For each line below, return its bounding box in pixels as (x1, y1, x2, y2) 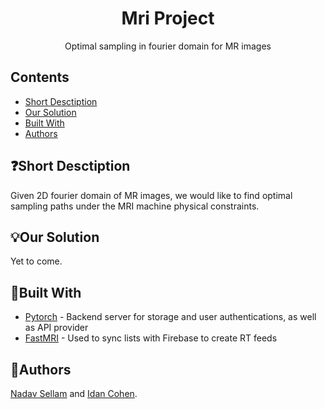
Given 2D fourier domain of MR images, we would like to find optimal (10, 189, 293, 201)
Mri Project (121, 7, 215, 30)
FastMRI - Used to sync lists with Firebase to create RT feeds (24, 332, 278, 344)
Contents (10, 69, 70, 86)
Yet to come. (10, 255, 63, 267)
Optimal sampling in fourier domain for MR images (64, 40, 272, 52)
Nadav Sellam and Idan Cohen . (10, 388, 138, 399)
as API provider (24, 322, 89, 334)
